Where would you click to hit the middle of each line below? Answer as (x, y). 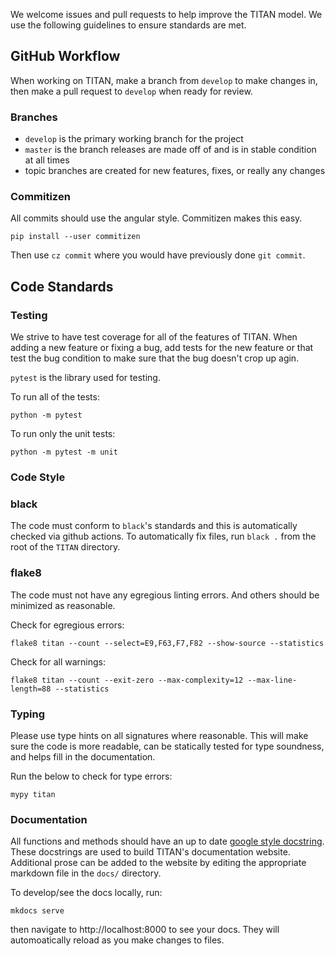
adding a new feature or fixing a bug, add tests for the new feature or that (162, 348)
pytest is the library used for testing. (85, 378)
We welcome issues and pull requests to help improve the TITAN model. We (166, 14)
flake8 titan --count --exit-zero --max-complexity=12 (127, 680)
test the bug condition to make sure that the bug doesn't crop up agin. (155, 358)
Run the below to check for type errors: (91, 776)
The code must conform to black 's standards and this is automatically (154, 526)
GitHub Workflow (65, 56)
